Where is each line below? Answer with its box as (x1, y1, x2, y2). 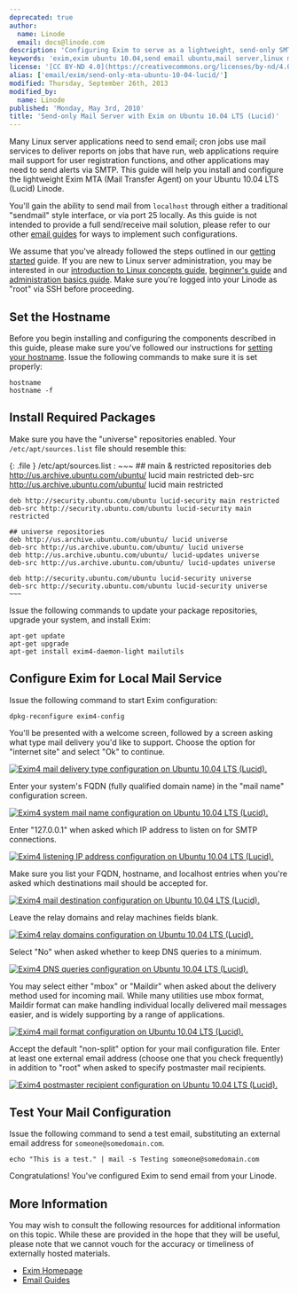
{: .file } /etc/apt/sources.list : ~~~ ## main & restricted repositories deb (9, 460, 272, 471)
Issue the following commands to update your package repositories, (9, 605, 258, 615)
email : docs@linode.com (17, 37, 105, 47)
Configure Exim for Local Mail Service (9, 671, 223, 686)
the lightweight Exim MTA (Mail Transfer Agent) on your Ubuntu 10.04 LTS (9, 174, 279, 184)
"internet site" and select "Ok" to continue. (9, 746, 166, 756)
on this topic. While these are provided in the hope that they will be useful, (9, 1229, 281, 1240)
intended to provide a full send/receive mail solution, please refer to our (9, 219, 271, 231)
